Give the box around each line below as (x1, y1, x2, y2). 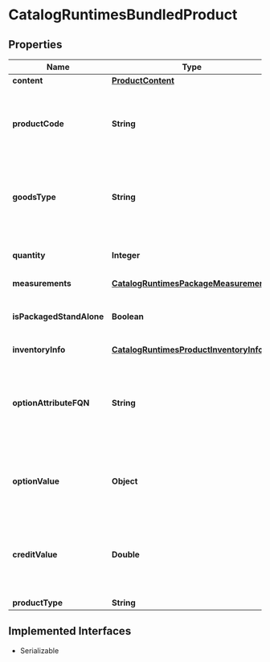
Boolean (111, 311, 145, 322)
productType (12, 597, 63, 608)
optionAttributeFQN (12, 398, 90, 408)
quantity (12, 250, 46, 260)
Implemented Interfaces (8, 624, 132, 638)
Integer (111, 250, 141, 260)
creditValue (12, 549, 58, 560)
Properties (8, 38, 63, 51)
